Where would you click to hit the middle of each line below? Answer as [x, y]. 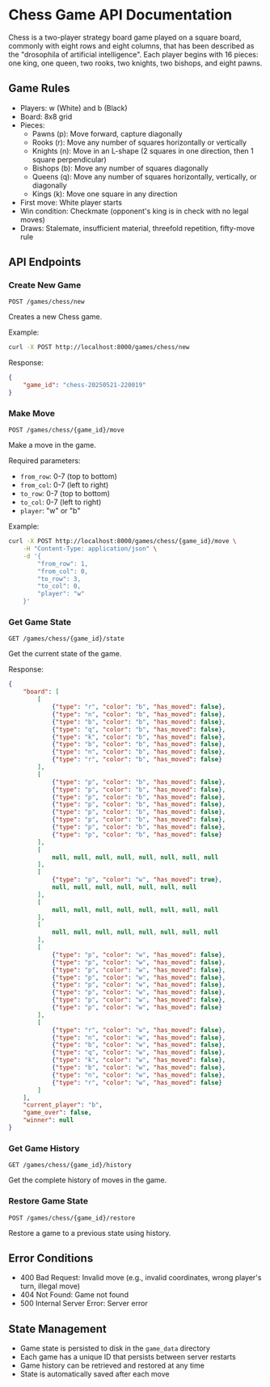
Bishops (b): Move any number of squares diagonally [120, 168]
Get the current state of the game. [65, 654]
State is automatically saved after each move [95, 1374]
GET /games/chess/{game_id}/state [67, 639]
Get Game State [40, 622]
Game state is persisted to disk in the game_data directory [115, 1348]
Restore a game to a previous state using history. [90, 1233]
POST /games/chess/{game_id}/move [67, 430]
